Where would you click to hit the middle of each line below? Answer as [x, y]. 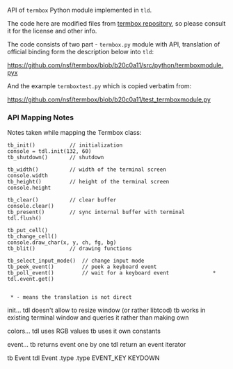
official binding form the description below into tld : [81, 52]
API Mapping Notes [41, 117]
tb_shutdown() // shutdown [56, 158]
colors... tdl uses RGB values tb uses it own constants [84, 331]
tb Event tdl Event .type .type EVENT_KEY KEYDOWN [83, 358]
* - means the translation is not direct [71, 297]
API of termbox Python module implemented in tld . [80, 10]
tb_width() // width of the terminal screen [87, 170]
